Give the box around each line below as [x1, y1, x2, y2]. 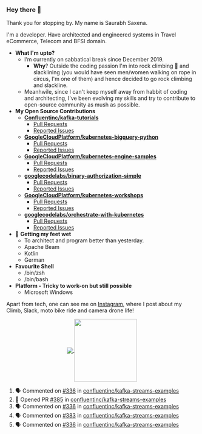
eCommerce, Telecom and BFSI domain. [6, 38, 107, 45]
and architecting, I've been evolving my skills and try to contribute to [24, 94, 196, 102]
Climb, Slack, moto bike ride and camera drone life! [6, 307, 135, 314]
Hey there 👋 [6, 5, 41, 14]
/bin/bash [24, 276, 49, 283]
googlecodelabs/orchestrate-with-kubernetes [24, 211, 144, 219]
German [24, 256, 45, 264]
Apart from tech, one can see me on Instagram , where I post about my [6, 301, 182, 308]
